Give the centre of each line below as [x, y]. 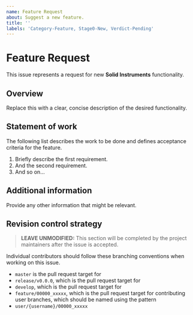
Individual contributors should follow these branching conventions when [95, 256]
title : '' [19, 23]
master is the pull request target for [58, 274]
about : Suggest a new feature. [45, 17]
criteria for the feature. [34, 147]
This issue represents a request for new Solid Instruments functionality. [95, 75]
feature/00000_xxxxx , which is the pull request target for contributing [100, 293]
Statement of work [42, 127]
